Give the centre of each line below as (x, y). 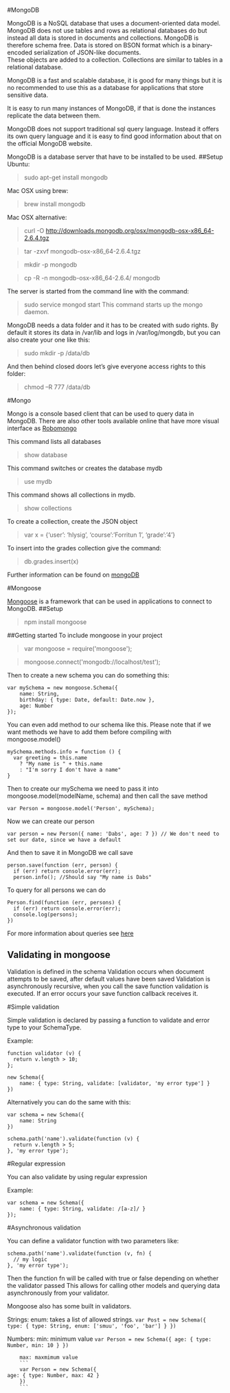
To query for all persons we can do (57, 890)
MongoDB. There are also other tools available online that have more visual (113, 421)
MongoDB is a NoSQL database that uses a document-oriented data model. (114, 23)
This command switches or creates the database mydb (85, 468)
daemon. (36, 312)
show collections (48, 508)
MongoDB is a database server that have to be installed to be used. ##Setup (115, 157)
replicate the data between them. (54, 115)
